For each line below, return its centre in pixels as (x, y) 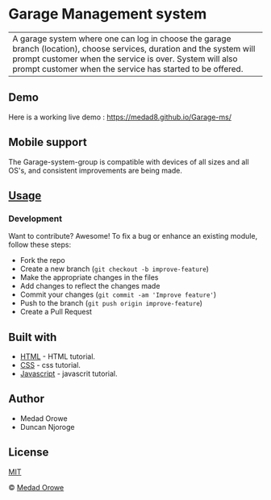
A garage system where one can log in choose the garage (122, 39)
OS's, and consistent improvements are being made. (96, 170)
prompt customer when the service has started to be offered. (128, 69)
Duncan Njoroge (47, 427)
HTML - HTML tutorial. (57, 356)
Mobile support (48, 142)
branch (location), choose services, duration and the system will (134, 48)
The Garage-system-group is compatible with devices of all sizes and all (129, 161)
